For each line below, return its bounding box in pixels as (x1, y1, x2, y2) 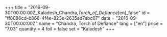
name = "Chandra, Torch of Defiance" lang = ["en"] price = (38, 20, 163, 26)
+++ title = (5, 5, 28, 10)
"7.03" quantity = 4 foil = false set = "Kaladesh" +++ (5, 26, 115, 32)
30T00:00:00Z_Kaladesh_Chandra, (5, 10, 79, 16)
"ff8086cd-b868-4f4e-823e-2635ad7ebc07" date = (5, 15, 115, 21)
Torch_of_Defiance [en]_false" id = (78, 10, 150, 16)
